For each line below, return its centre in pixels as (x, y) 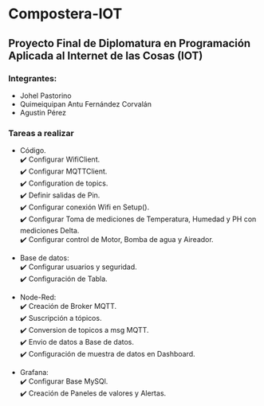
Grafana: (34, 373)
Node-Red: (38, 297)
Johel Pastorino (45, 96)
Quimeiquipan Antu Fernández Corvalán (85, 103)
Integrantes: (33, 78)
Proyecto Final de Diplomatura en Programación (130, 43)
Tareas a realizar (41, 133)
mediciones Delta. (49, 231)
